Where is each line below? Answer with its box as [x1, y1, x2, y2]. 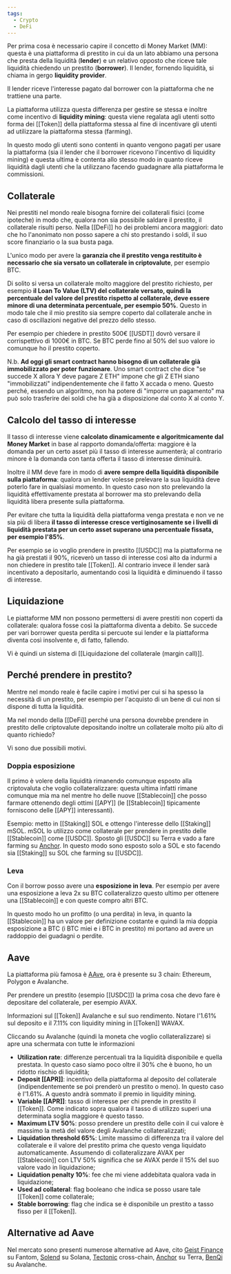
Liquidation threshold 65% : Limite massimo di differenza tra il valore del [17, 1134, 224, 1142]
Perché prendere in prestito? [7, 669, 132, 681]
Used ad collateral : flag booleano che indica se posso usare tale [17, 1186, 201, 1194]
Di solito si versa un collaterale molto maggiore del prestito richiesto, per [7, 279, 213, 287]
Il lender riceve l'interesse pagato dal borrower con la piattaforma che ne [7, 84, 214, 93]
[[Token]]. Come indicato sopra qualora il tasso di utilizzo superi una [17, 1105, 212, 1113]
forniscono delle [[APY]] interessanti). [7, 806, 115, 814]
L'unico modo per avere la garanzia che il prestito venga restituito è [7, 251, 202, 260]
